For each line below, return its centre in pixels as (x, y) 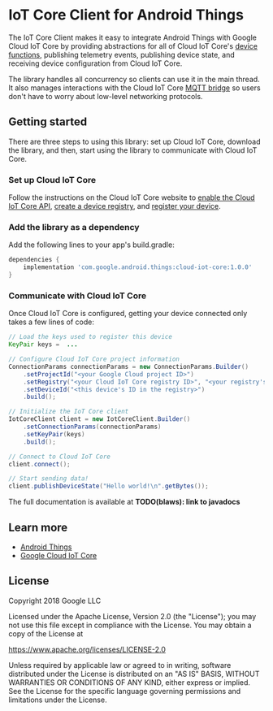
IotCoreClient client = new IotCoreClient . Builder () (100, 419)
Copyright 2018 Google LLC (55, 600)
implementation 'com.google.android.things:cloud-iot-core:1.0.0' (138, 267)
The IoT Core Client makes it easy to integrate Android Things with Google (133, 37)
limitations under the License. (58, 700)
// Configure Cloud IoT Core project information (94, 359)
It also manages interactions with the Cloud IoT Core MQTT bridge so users (135, 88)
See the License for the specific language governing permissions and (125, 691)
